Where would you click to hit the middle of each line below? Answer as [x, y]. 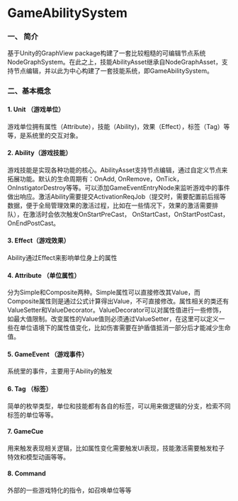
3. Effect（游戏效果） [39, 241]
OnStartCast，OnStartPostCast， [181, 214]
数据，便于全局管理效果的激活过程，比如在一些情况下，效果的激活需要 [110, 205]
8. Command [27, 473]
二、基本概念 [29, 91]
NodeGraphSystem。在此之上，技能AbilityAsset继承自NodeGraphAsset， [114, 62]
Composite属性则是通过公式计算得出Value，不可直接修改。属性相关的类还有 [118, 301]
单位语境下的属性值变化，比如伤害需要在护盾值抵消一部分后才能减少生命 [125, 328]
